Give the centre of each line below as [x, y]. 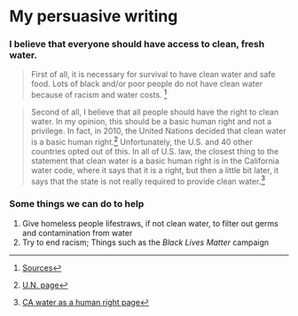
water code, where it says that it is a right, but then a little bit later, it [155, 170]
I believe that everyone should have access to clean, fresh [137, 44]
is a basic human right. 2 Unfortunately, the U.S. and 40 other [141, 141]
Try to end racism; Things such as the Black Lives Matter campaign [145, 242]
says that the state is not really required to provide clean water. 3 [148, 180]
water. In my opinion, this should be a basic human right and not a [151, 122]
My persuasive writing [94, 16]
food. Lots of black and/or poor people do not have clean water [147, 84]
